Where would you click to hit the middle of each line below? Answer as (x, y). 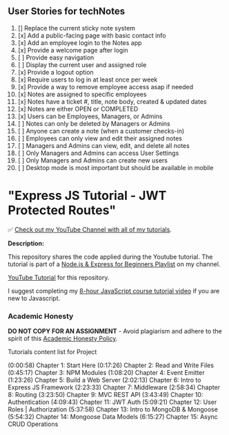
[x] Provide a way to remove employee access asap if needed (106, 86)
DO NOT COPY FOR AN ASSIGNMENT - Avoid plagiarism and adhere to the (115, 331)
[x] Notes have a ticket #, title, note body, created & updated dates (112, 101)
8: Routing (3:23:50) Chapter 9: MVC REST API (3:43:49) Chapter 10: (106, 395)
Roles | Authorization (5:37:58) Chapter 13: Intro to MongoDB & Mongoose (113, 409)
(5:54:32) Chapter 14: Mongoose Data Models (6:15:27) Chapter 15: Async (113, 417)
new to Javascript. (34, 298)
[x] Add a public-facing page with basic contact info (92, 35)
